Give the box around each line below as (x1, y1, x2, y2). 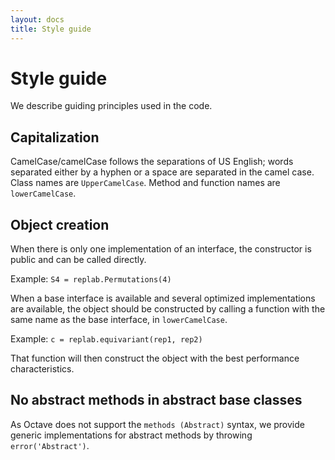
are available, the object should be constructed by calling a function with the (10, 303, 326, 315)
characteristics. (10, 363, 75, 375)
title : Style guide (10, 24, 92, 34)
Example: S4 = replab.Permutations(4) (10, 273, 172, 285)
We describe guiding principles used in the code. (10, 100, 213, 112)
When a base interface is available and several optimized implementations (10, 292, 316, 305)
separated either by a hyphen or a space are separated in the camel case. (10, 166, 315, 178)
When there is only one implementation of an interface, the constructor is (10, 243, 312, 255)
